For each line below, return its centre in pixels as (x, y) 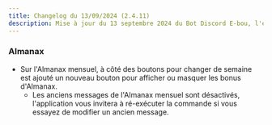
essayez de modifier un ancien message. (100, 112)
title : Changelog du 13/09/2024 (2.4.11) (79, 16)
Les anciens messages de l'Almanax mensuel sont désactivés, (136, 94)
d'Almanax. (39, 86)
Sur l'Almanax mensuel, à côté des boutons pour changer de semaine (136, 69)
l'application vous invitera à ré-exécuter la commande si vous (134, 103)
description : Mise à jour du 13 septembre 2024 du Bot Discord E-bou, (130, 23)
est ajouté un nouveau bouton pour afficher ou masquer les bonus (130, 77)
